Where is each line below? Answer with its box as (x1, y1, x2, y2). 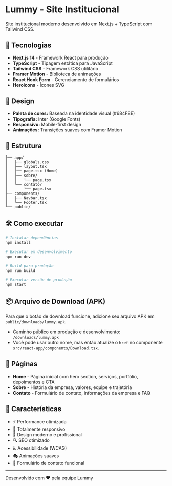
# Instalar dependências (5, 235, 58, 241)
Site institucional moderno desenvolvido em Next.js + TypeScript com (5, 21, 153, 27)
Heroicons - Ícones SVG (12, 82, 65, 88)
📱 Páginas (5, 360, 38, 368)
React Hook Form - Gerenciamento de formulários (12, 76, 119, 83)
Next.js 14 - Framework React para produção (12, 54, 109, 61)
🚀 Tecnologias (5, 41, 52, 50)
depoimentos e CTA (12, 379, 55, 385)
